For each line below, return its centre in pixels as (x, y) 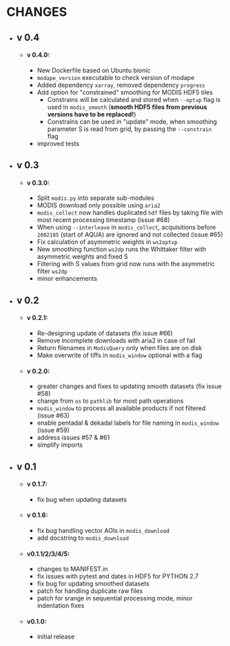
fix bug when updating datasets (82, 499)
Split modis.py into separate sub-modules (95, 198)
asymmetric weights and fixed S (83, 256)
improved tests (58, 143)
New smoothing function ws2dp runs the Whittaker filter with (122, 250)
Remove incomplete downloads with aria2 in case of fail (116, 340)
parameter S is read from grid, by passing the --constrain (129, 129)
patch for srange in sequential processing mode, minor (115, 598)
